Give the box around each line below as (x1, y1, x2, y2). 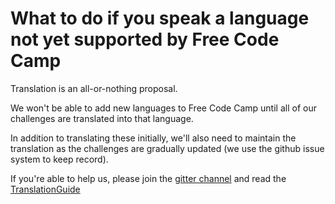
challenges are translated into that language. (10, 112, 194, 124)
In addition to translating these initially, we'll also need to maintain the (10, 132, 297, 144)
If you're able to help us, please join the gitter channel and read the (10, 172, 287, 184)
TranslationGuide (10, 183, 81, 195)
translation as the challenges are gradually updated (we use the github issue (10, 142, 325, 154)
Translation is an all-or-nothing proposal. (10, 82, 178, 94)
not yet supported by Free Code (10, 28, 280, 51)
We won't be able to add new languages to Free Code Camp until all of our (10, 102, 317, 114)
